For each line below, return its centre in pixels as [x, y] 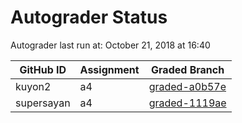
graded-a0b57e [187, 86]
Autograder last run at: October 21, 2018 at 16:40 [110, 45]
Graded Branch [188, 69]
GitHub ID [43, 69]
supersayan [43, 103]
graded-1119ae [187, 103]
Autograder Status [89, 17]
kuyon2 [33, 86]
